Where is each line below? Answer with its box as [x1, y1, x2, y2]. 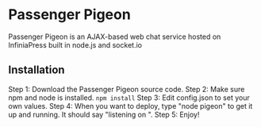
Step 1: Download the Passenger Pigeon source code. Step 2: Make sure [8, 84, 245, 94]
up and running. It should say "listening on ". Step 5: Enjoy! [8, 110, 200, 119]
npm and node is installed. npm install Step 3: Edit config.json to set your [8, 93, 250, 102]
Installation [8, 63, 65, 77]
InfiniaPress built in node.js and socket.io [8, 40, 143, 49]
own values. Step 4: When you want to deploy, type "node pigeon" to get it [8, 101, 253, 110]
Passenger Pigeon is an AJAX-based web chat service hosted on [8, 32, 221, 41]
